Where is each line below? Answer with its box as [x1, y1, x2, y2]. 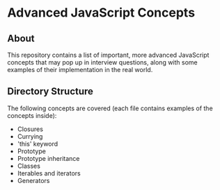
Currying [17, 132, 43, 140]
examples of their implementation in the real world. [7, 66, 153, 74]
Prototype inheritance [17, 154, 80, 162]
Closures [17, 125, 44, 133]
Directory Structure [7, 85, 94, 98]
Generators [17, 176, 50, 184]
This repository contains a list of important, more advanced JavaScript [7, 51, 210, 59]
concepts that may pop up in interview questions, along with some [7, 58, 198, 67]
